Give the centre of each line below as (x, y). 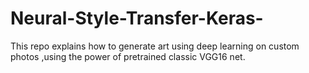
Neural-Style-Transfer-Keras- (137, 18)
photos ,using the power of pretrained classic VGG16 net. (128, 56)
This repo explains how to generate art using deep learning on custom (155, 46)
